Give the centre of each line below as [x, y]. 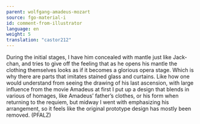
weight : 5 [19, 34]
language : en [23, 29]
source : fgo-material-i [36, 18]
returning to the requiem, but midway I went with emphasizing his [88, 102]
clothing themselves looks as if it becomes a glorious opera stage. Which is [100, 70]
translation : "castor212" [39, 40]
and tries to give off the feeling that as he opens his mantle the [99, 64]
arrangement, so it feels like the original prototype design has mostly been [99, 109]
